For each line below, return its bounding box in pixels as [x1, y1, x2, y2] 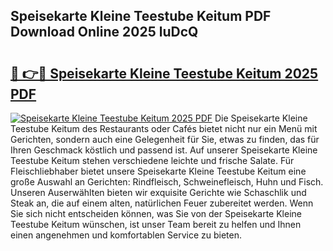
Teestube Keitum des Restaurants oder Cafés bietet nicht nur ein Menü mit [10, 123, 318, 134]
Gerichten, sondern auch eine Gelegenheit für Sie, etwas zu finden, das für [10, 134, 320, 145]
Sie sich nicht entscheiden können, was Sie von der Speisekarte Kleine [10, 208, 302, 219]
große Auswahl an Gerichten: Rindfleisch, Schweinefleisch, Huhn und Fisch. [10, 176, 324, 188]
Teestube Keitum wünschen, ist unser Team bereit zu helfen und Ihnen [10, 219, 302, 230]
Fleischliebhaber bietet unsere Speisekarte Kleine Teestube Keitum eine [10, 165, 307, 177]
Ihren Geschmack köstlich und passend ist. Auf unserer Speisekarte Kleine [10, 144, 318, 156]
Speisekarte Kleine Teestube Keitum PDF [10, 8, 272, 25]
